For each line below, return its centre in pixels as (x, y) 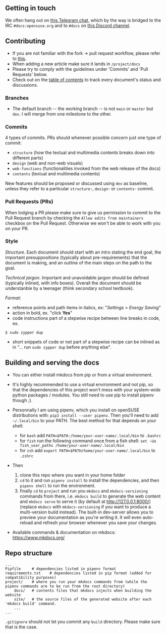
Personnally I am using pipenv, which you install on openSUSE (76, 410)
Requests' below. (30, 74)
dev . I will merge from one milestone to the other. (62, 114)
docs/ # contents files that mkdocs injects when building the (83, 591)
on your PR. (17, 228)
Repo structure (29, 553)
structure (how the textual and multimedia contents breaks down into (83, 153)
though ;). (22, 400)
